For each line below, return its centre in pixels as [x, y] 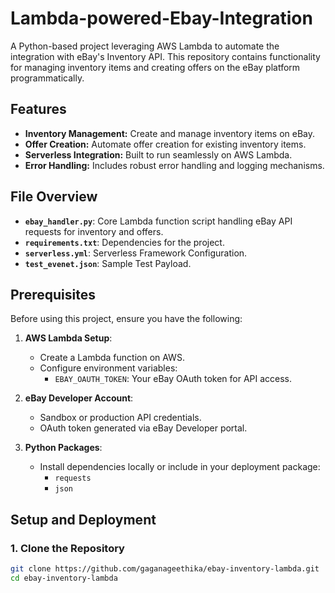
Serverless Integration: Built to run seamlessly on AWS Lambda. [158, 154]
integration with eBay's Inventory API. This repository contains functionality [165, 56]
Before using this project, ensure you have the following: [126, 319]
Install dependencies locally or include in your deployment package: [180, 467]
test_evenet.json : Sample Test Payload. [108, 263]
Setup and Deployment [83, 519]
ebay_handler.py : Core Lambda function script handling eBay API [158, 221]
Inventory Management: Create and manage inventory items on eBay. [170, 133]
